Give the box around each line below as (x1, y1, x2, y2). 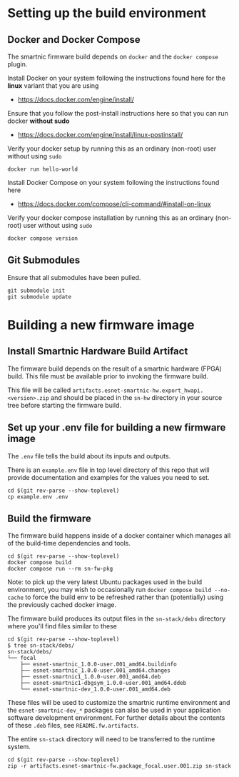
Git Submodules (7, 254, 81, 266)
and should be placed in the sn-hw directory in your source (51, 393, 223, 401)
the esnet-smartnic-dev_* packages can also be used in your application (7, 706, 221, 715)
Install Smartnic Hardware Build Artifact (7, 345, 188, 358)
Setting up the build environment (7, 5, 207, 21)
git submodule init (7, 287, 66, 294)
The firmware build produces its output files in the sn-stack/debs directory (7, 614, 226, 623)
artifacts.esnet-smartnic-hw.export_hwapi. (72, 387, 204, 394)
